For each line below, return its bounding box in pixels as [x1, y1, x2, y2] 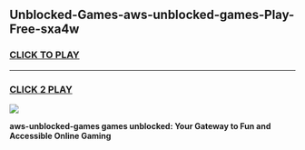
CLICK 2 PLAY [9, 83, 73, 95]
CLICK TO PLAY [9, 49, 80, 62]
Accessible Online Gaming [9, 130, 112, 141]
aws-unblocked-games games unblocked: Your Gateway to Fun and [9, 120, 271, 131]
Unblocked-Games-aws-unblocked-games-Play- [9, 7, 295, 23]
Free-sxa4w [9, 22, 80, 37]
